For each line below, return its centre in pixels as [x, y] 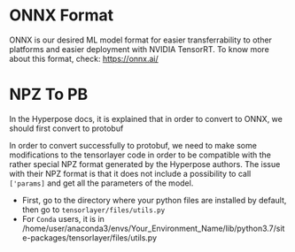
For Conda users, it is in [63, 218]
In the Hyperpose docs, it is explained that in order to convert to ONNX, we [146, 118]
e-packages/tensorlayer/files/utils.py [89, 237]
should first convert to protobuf [66, 128]
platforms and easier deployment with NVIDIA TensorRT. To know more [140, 49]
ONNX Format [62, 15]
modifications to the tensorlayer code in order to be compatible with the [140, 155]
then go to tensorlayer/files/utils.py [93, 210]
